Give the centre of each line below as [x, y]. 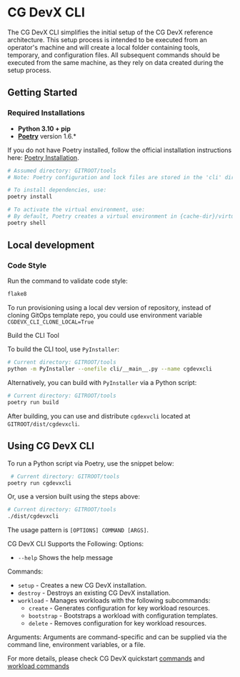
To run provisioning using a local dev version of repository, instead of [109, 308]
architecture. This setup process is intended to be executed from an [107, 39]
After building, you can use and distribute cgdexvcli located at [99, 416]
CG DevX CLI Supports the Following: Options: [76, 544]
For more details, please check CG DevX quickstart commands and [106, 658]
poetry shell [27, 223]
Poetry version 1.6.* [47, 136]
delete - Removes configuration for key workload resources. [117, 623]
